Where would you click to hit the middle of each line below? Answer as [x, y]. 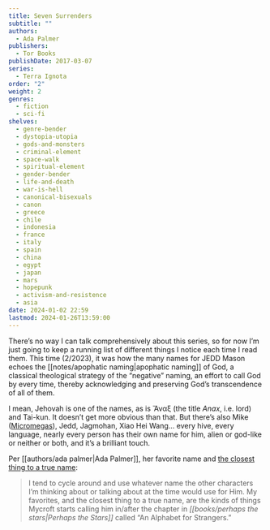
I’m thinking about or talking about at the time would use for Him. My [143, 491]
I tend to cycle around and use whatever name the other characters [141, 483]
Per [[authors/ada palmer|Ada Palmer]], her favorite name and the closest [132, 459]
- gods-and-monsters [50, 144]
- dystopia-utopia [47, 136]
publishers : [28, 46]
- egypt [29, 265]
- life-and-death [45, 182]
